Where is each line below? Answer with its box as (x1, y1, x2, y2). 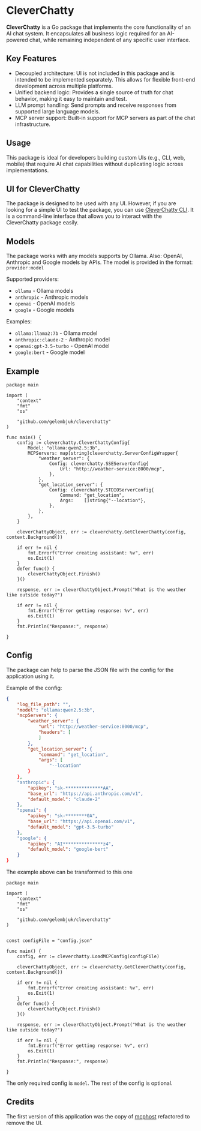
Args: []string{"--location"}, (59, 497, 146, 503)
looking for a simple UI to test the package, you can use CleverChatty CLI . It (6, 206, 194, 214)
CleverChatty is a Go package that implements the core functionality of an (6, 23, 191, 31)
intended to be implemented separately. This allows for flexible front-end (14, 76, 196, 83)
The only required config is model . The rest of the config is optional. (6, 1079, 173, 1087)
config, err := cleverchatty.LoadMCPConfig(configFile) (17, 953, 160, 960)
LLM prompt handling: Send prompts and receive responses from (14, 101, 177, 109)
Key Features (6, 53, 57, 64)
